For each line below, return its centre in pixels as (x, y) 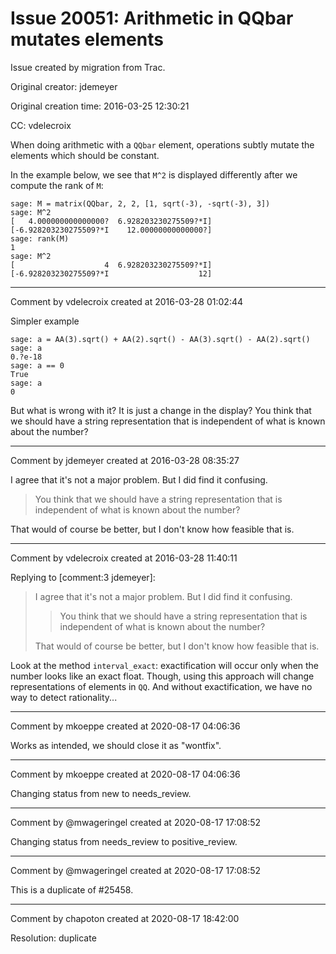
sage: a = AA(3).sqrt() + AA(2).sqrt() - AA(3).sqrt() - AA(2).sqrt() (160, 339)
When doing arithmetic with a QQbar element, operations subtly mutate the (162, 144)
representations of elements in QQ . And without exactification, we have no (161, 686)
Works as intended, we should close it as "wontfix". (116, 745)
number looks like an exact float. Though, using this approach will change (162, 676)
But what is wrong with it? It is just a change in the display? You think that (161, 410)
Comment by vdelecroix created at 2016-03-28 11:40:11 (124, 558)
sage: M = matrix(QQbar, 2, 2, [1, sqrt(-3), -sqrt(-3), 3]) (140, 203)
